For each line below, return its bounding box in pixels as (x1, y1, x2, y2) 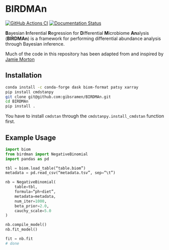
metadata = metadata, (14, 194, 56, 199)
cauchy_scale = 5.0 (14, 208, 52, 213)
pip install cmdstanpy (5, 89, 54, 95)
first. (5, 118, 15, 124)
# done (5, 241, 19, 246)
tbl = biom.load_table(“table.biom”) (5, 165, 86, 171)
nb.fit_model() (5, 227, 38, 232)
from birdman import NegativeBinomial (5, 152, 88, 157)
